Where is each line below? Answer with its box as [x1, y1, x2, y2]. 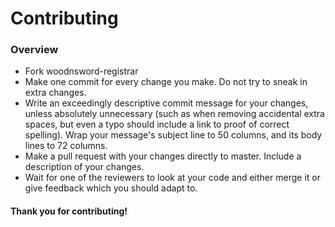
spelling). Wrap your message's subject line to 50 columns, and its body [24, 129, 323, 141]
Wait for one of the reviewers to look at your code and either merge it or [24, 172, 321, 184]
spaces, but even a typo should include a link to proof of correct [24, 118, 290, 131]
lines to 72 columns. [24, 140, 108, 152]
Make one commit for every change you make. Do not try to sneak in [24, 76, 308, 88]
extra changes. [24, 87, 87, 99]
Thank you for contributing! [10, 205, 128, 217]
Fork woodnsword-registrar [24, 65, 139, 77]
